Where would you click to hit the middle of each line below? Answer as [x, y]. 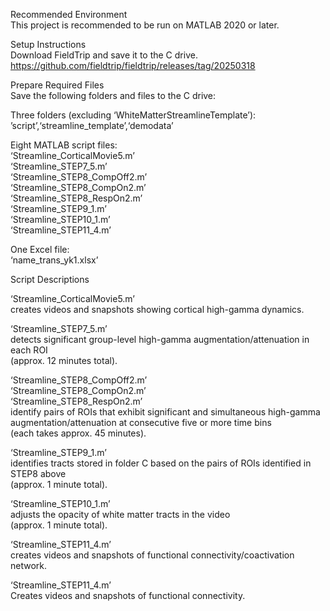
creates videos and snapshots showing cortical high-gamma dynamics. [157, 309]
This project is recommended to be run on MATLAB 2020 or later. [145, 25]
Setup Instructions [48, 44]
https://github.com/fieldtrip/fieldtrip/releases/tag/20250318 [133, 65]
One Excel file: [40, 249]
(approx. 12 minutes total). [64, 360]
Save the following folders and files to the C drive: [113, 95]
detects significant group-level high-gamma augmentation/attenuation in [160, 339]
